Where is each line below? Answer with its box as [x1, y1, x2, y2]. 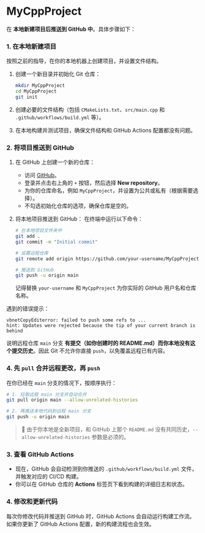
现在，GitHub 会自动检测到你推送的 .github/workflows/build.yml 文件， [15, 465, 198, 473]
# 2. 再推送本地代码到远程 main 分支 [6, 408, 92, 415]
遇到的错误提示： [6, 305, 50, 312]
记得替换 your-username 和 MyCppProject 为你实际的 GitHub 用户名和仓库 [15, 284, 197, 292]
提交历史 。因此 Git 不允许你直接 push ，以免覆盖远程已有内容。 [11, 347, 168, 355]
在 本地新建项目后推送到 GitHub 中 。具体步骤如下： [6, 25, 136, 33]
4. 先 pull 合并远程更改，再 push [6, 364, 101, 372]
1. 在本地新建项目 [6, 42, 57, 50]
